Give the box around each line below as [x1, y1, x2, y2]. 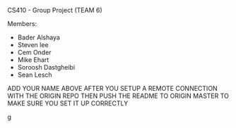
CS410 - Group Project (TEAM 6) [7, 6, 102, 14]
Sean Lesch [17, 70, 52, 79]
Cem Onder [17, 49, 52, 56]
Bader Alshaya [17, 33, 60, 41]
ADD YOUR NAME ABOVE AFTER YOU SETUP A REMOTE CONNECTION [7, 84, 218, 92]
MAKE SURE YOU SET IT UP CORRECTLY [7, 99, 129, 108]
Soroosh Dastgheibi [17, 63, 76, 71]
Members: [7, 20, 37, 27]
